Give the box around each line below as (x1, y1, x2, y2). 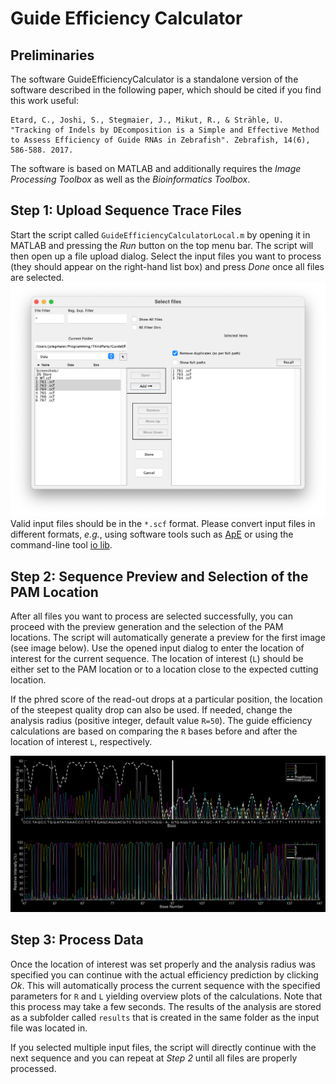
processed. (10, 1062, 57, 1074)
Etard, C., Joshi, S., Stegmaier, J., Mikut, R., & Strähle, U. (10, 115, 284, 125)
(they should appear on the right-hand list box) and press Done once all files (10, 260, 325, 272)
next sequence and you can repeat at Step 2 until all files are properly (10, 1052, 298, 1064)
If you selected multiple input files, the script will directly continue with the (10, 1041, 317, 1053)
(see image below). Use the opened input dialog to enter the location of (10, 642, 305, 654)
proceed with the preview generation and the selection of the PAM (10, 621, 284, 633)
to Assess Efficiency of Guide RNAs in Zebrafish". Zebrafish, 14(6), (10, 135, 311, 145)
